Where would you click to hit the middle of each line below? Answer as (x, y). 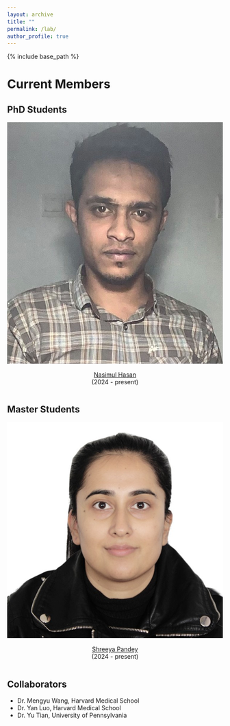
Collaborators (37, 684)
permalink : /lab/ (32, 29)
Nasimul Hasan (115, 375)
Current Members (59, 84)
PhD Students (37, 109)
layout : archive (30, 14)
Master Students (43, 409)
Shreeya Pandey (115, 649)
